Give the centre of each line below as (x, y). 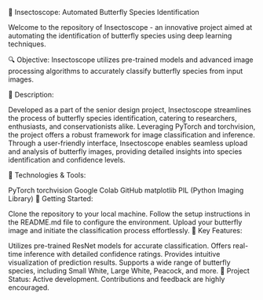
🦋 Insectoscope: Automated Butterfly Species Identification (104, 12)
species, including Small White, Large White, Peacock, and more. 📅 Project (129, 271)
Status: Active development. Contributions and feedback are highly (117, 279)
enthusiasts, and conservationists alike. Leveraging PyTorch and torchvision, (132, 126)
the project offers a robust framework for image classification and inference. (131, 135)
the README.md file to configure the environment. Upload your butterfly (125, 222)
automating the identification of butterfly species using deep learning (120, 36)
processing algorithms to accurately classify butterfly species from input (126, 71)
